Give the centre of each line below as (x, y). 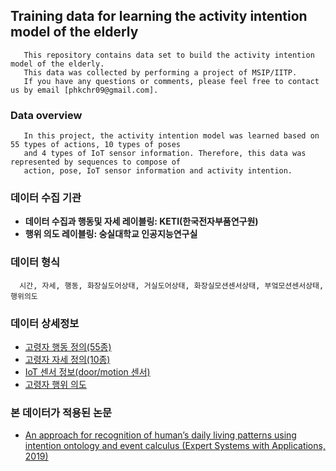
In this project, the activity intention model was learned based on (171, 136)
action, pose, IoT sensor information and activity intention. (158, 171)
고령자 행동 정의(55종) (68, 347)
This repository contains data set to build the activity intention (169, 55)
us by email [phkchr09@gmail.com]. (84, 90)
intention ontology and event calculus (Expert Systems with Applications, (175, 446)
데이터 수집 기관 (46, 198)
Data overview (46, 115)
